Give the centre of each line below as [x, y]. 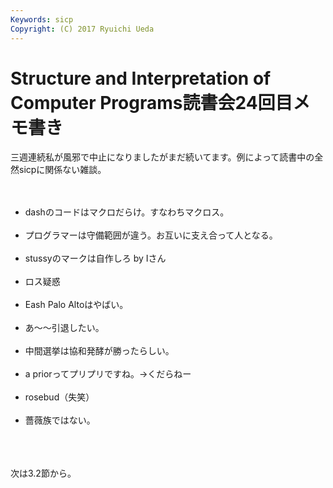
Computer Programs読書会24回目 [151, 102]
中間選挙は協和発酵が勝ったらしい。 [99, 351]
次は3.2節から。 [43, 473]
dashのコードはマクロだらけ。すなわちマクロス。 [127, 212]
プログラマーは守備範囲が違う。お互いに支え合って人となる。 [151, 235]
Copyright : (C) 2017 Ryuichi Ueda [82, 29]
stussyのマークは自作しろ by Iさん [95, 258]
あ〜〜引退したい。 [64, 328]
